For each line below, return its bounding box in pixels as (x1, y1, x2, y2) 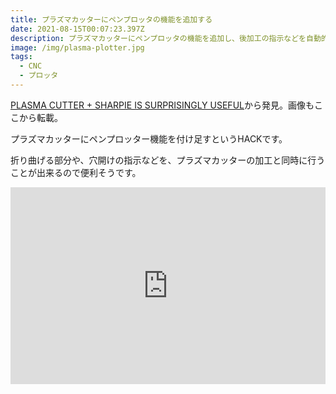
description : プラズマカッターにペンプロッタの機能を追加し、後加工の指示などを (10, 33, 307, 43)
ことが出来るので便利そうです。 (10, 166, 142, 178)
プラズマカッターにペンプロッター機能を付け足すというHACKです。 (10, 132, 288, 145)
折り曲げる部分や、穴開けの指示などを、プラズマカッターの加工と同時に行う (10, 154, 326, 166)
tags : (10, 52, 33, 62)
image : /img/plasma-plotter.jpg (10, 42, 145, 53)
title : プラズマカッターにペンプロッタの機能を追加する (10, 14, 213, 25)
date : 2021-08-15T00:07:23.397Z (10, 24, 145, 34)
